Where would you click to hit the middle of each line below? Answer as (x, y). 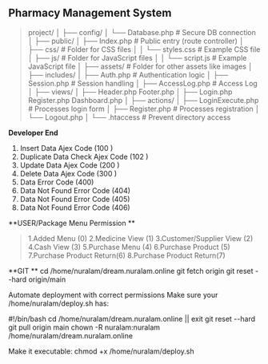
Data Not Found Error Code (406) (75, 208)
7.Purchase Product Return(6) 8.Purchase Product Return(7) (126, 255)
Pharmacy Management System (90, 13)
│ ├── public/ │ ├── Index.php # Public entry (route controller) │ (136, 41)
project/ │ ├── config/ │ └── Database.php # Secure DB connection (142, 32)
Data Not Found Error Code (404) (75, 190)
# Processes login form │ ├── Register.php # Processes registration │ (144, 109)
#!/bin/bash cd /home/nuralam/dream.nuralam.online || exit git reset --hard (132, 318)
